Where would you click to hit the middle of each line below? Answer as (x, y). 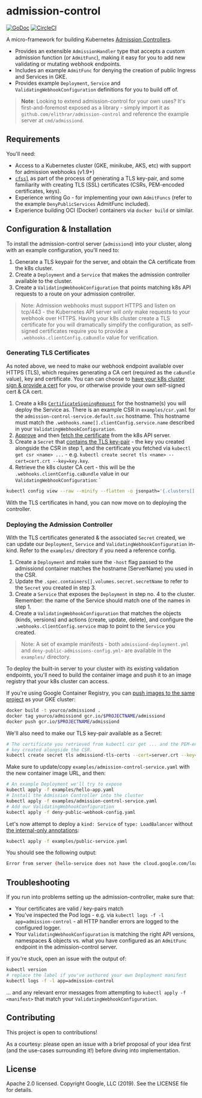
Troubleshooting (38, 882)
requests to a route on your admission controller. (75, 294)
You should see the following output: (52, 852)
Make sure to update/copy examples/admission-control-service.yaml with (98, 767)
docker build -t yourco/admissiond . (54, 711)
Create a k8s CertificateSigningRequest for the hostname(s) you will (100, 403)
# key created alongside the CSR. (50, 750)
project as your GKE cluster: (41, 699)
